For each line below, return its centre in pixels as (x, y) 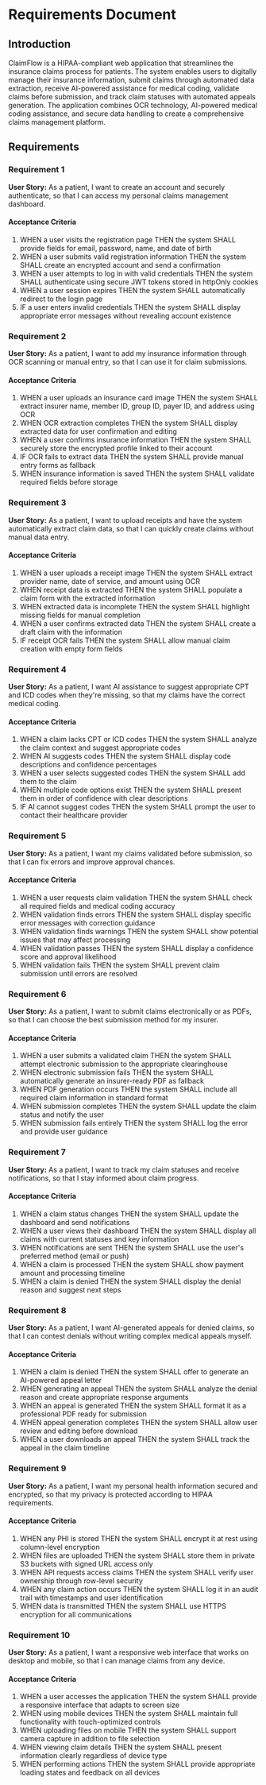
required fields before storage (69, 482)
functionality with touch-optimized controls (90, 1722)
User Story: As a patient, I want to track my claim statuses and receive (124, 1169)
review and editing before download (79, 1431)
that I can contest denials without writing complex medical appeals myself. (130, 1336)
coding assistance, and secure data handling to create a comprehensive (126, 114)
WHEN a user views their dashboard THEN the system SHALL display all (138, 1231)
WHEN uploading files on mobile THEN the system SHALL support (128, 1730)
